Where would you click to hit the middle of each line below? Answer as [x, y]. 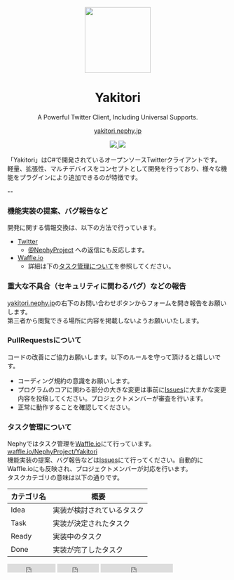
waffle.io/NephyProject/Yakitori [53, 452]
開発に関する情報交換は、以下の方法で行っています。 [83, 228]
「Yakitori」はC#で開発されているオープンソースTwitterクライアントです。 [114, 160]
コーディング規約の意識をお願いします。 [75, 380]
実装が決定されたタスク [92, 524]
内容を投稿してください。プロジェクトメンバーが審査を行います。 [112, 398]
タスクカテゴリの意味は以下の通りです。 [66, 477]
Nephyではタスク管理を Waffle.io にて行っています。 [81, 444]
